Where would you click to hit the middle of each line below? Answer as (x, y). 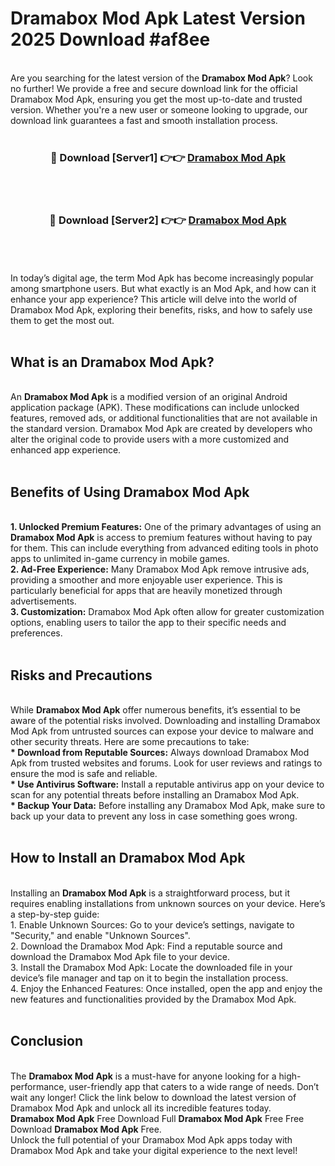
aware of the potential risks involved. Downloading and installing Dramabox (165, 720)
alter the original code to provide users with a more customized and (150, 439)
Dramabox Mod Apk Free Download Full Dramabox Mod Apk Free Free (157, 1118)
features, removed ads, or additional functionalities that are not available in (164, 418)
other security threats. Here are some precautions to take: (130, 741)
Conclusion (47, 1041)
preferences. (36, 633)
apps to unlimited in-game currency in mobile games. (120, 559)
